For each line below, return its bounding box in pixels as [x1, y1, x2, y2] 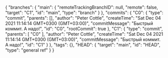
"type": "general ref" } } [5, 47, 54, 53]
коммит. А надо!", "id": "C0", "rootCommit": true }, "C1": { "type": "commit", [5, 26, 163, 32]
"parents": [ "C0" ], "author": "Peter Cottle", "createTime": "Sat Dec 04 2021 [5, 31, 163, 37]
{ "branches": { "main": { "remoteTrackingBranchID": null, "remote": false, [5, 5, 158, 10]
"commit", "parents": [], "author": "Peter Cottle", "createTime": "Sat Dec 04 [5, 15, 161, 21]
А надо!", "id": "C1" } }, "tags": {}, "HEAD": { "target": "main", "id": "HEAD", [5, 42, 160, 47]
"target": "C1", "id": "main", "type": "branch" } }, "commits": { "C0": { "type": [5, 10, 163, 16]
